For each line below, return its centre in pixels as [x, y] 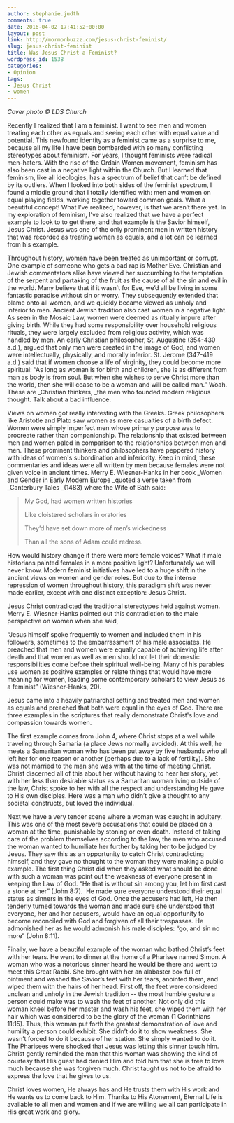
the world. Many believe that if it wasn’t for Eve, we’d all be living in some [112, 288]
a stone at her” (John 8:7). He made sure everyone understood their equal [115, 891]
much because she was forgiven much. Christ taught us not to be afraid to [114, 1068]
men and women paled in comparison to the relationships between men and [117, 443]
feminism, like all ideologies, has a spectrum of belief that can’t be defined [114, 178]
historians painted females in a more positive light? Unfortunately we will [111, 563]
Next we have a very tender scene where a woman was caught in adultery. [115, 817]
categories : [24, 66]
